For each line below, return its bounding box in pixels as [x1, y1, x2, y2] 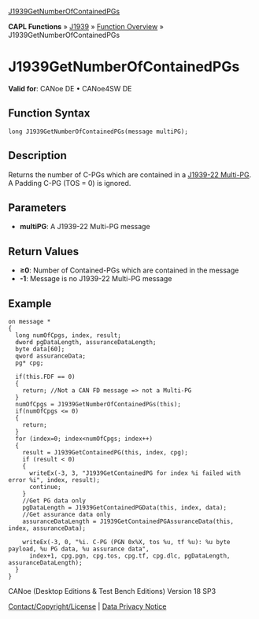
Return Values [8, 244, 80, 258]
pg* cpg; [15, 359, 44, 367]
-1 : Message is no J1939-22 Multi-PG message [19, 274, 172, 284]
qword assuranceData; [15, 352, 87, 360]
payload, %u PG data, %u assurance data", [8, 545, 150, 553]
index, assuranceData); [8, 524, 87, 532]
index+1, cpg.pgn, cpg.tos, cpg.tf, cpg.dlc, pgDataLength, [28, 552, 231, 560]
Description [8, 149, 67, 162]
